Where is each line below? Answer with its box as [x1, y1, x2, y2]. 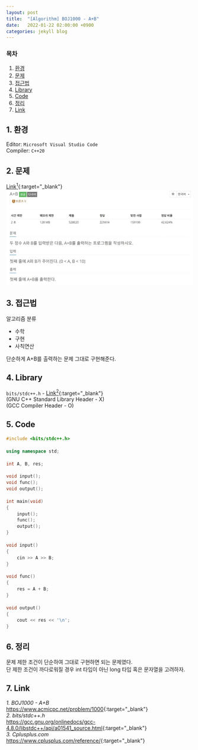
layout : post [6, 10, 39, 15]
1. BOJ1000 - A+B [6, 699, 49, 706]
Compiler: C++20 [6, 147, 45, 154]
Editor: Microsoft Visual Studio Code [6, 141, 98, 148]
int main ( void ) [6, 498, 44, 504]
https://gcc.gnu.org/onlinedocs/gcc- [6, 718, 96, 725]
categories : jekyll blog [6, 29, 68, 34]
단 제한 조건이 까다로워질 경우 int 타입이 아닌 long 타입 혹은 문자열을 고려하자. [6, 666, 186, 673]
